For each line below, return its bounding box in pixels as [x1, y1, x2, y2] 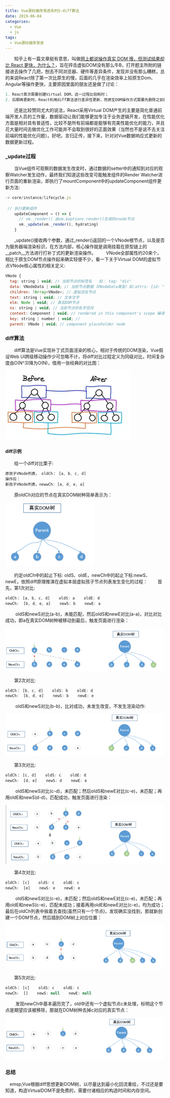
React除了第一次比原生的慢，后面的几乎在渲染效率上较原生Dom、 [18, 74, 156, 81]
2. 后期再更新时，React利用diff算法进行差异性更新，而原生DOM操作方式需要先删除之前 [5, 97, 163, 102]
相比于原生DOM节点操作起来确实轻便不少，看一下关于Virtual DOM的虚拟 [5, 256, 157, 262]
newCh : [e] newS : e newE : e [5, 885, 80, 891]
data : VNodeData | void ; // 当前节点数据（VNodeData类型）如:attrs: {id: [10, 284, 160, 289]
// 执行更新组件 [7, 206, 37, 211]
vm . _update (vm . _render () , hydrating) [18, 222, 99, 227]
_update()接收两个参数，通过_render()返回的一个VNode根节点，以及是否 [14, 237, 165, 244]
